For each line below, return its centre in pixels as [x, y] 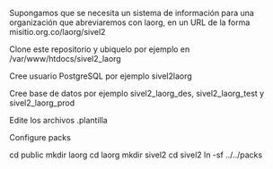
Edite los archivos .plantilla [58, 120]
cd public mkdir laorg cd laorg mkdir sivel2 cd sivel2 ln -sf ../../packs [136, 155]
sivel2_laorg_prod [42, 103]
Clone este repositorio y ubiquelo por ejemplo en [100, 49]
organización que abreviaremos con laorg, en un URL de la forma [130, 22]
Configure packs [40, 137]
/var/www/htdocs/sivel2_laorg [65, 59]
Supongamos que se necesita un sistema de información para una [132, 13]
